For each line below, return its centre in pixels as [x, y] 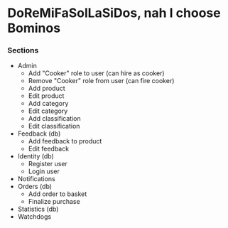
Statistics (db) [38, 209]
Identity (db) [36, 156]
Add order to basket [58, 194]
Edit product [46, 96]
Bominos [34, 28]
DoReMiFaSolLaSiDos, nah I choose [114, 13]
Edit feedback [49, 149]
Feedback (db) [39, 134]
